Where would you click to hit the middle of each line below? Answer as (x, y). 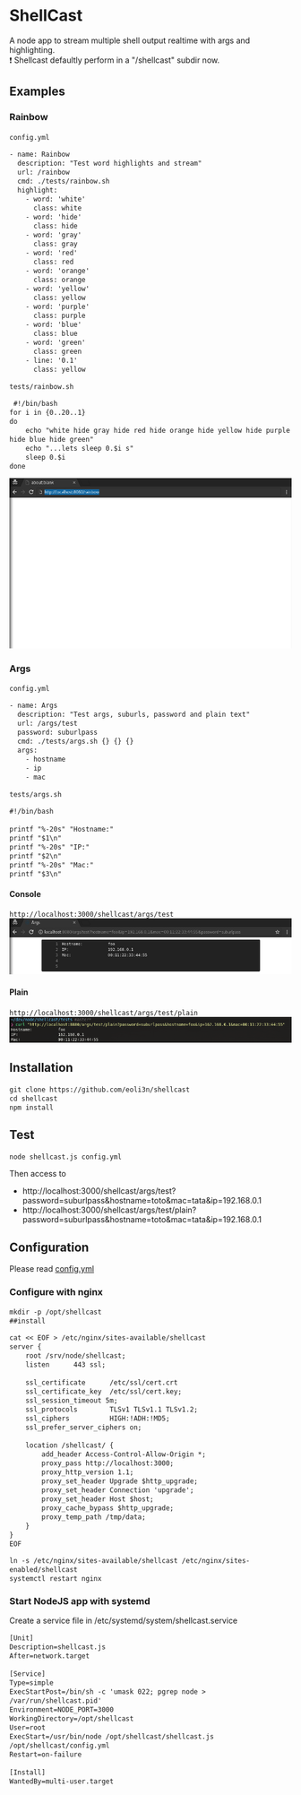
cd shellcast (34, 1099)
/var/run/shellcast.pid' (56, 1701)
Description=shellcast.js (57, 1647)
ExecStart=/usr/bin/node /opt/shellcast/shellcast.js (112, 1737)
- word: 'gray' (54, 235)
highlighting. (32, 49)
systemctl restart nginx (56, 1578)
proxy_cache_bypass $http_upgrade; (108, 1508)
